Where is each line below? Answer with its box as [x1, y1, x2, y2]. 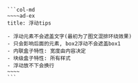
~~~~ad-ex [7, 12, 36, 19]
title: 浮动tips [7, 20, 51, 27]
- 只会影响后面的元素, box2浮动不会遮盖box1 [7, 40, 122, 47]
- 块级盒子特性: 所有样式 [7, 55, 71, 62]
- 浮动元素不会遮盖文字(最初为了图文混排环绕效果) [7, 33, 133, 40]
